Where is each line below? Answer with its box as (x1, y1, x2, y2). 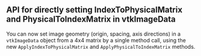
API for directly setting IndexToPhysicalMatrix (6, 5, 182, 15)
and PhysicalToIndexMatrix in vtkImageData (6, 14, 176, 25)
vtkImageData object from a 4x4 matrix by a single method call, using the (6, 36, 187, 44)
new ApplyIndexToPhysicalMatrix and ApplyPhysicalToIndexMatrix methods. (6, 43, 196, 50)
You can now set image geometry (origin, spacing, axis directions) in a (6, 30, 181, 37)
